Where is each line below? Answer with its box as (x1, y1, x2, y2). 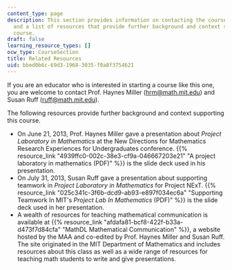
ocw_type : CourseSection (7, 49, 79, 56)
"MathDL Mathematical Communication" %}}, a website (61, 225, 221, 233)
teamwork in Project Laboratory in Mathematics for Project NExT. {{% (17, 181, 216, 189)
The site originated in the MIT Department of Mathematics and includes (17, 240, 221, 248)
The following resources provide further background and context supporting (7, 109, 224, 117)
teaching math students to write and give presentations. (17, 254, 176, 263)
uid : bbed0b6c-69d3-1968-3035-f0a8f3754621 (7, 62, 135, 69)
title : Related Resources (7, 55, 81, 62)
